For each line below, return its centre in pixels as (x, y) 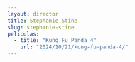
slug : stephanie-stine (41, 27)
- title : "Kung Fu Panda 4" (55, 41)
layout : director (33, 14)
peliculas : (23, 34)
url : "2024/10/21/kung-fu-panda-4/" (75, 47)
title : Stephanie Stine (43, 21)
